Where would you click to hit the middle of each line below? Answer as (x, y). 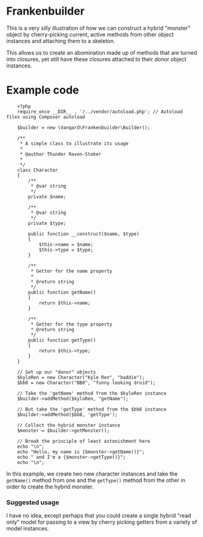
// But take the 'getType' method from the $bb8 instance (92, 409)
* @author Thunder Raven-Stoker (61, 154)
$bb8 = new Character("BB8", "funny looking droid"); (86, 383)
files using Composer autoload (46, 117)
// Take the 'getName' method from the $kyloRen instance (92, 393)
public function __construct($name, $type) (84, 234)
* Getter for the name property (72, 271)
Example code (43, 90)
